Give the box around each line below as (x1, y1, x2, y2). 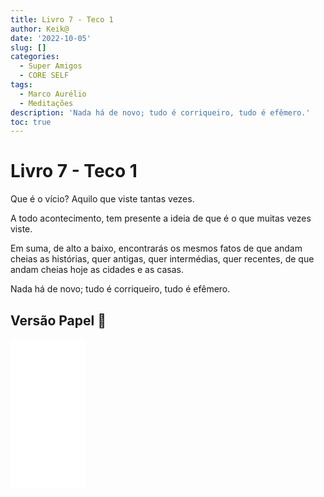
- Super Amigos (19, 61, 83, 71)
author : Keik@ (10, 24, 70, 34)
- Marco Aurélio (19, 89, 87, 99)
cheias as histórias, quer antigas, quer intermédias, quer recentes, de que (10, 253, 315, 265)
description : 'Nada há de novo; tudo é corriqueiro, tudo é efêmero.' (10, 107, 311, 118)
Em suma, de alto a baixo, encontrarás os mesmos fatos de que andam (10, 242, 303, 255)
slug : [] (10, 42, 47, 53)
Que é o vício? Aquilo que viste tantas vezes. (10, 193, 195, 205)
